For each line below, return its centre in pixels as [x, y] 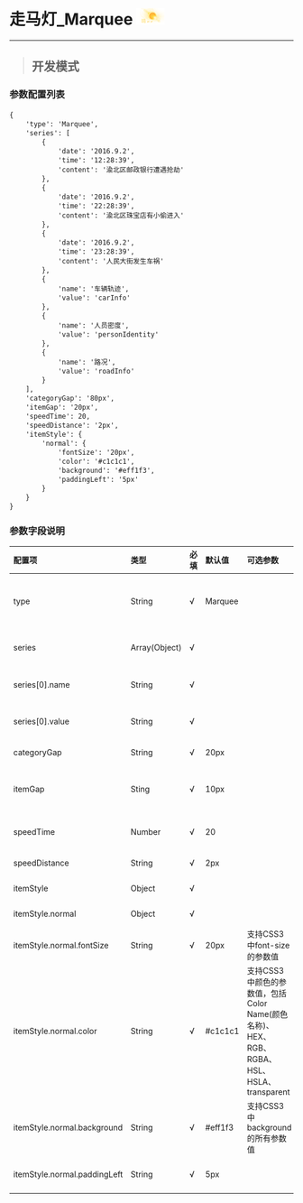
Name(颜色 [267, 1014]
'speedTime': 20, [58, 416]
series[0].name [41, 684]
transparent [268, 1092]
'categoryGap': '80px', [70, 398]
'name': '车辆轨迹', [93, 289]
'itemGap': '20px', [62, 407]
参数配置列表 [37, 95]
